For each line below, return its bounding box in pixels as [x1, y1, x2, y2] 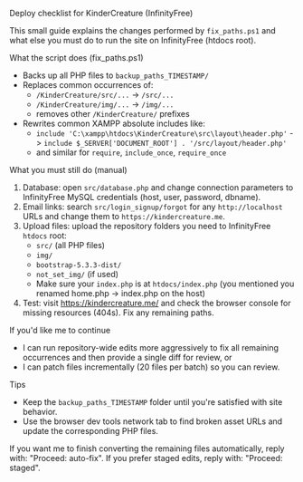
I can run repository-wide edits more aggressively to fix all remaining [22, 342, 279, 352]
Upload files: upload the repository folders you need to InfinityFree [22, 221, 271, 231]
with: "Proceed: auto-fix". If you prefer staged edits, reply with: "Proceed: [9, 453, 283, 463]
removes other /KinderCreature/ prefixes [35, 109, 190, 119]
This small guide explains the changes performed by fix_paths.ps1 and [9, 25, 276, 35]
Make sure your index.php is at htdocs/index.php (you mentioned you [35, 278, 295, 289]
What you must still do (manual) [9, 165, 128, 175]
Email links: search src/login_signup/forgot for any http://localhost [22, 201, 283, 212]
